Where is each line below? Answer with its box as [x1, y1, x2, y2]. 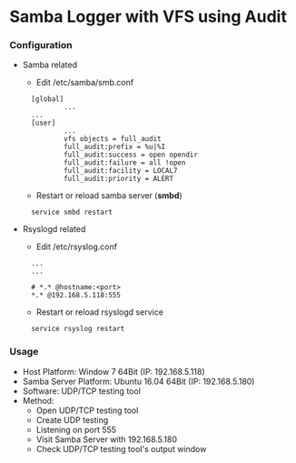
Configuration [9, 39, 73, 52]
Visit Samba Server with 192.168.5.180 [35, 434, 178, 445]
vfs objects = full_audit [63, 135, 162, 144]
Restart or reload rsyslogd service [35, 307, 163, 317]
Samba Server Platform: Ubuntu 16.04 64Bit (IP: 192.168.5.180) [22, 376, 255, 387]
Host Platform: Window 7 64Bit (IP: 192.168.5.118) [22, 366, 206, 377]
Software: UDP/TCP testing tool [22, 385, 141, 397]
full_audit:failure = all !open [63, 158, 186, 167]
